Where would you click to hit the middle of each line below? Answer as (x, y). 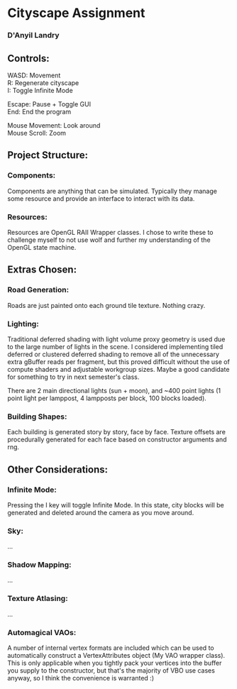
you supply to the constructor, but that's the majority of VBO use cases (111, 671)
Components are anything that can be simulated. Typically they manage (112, 191)
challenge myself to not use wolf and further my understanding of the (109, 240)
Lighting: (23, 324)
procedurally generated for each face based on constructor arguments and (117, 440)
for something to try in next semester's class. (73, 377)
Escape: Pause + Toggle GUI (49, 104)
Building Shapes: (37, 417)
